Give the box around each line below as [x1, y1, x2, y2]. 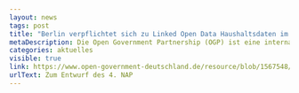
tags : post [9, 21, 50, 30]
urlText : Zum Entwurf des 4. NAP [9, 71, 133, 80]
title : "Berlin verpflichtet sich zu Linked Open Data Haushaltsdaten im [9, 29, 289, 38]
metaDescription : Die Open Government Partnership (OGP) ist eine [9, 37, 261, 47]
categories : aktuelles [9, 46, 93, 55]
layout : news [9, 12, 58, 22]
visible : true [9, 54, 62, 63]
